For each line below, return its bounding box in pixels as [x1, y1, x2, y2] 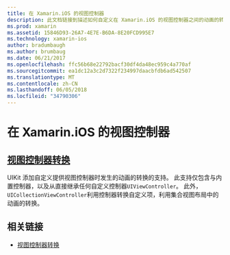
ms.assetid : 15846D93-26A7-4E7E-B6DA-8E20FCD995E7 [7, 29, 155, 36]
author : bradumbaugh [7, 42, 66, 49]
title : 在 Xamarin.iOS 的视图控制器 [7, 10, 105, 17]
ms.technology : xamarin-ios [7, 36, 88, 42]
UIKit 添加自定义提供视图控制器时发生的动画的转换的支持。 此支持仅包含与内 [7, 173, 222, 182]
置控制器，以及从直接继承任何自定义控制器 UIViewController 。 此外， [7, 182, 202, 190]
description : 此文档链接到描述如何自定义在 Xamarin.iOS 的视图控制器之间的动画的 [7, 16, 220, 23]
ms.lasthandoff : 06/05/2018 [7, 86, 88, 93]
